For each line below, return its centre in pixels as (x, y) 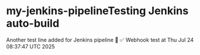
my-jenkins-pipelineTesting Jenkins (98, 11)
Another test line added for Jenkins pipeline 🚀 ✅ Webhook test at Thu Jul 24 (100, 40)
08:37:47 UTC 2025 (30, 46)
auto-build (33, 23)
